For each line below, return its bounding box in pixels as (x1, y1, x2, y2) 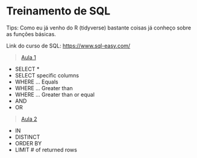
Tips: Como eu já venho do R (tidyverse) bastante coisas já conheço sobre (6, 24, 192, 31)
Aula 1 (20, 53, 36, 61)
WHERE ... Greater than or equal (14, 91, 95, 98)
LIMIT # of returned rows (14, 146, 77, 153)
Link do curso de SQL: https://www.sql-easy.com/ (6, 42, 131, 49)
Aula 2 (20, 115, 37, 123)
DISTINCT (14, 133, 40, 141)
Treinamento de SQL (6, 4, 111, 18)
